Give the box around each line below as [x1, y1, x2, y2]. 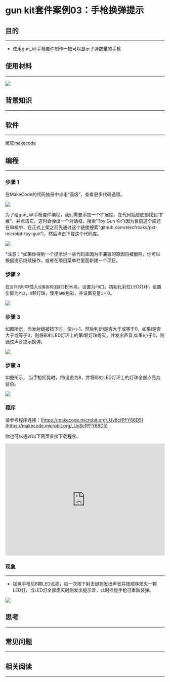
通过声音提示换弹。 [5, 339, 46, 345]
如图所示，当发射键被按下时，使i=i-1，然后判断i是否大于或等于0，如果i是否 [5, 326, 161, 332]
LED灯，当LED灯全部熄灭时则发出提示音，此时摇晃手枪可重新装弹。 [12, 587, 154, 593]
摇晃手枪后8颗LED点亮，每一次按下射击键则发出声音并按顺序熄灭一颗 [12, 580, 157, 587]
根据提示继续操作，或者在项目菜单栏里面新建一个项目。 [5, 257, 120, 263]
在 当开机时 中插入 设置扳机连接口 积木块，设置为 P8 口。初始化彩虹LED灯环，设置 [5, 283, 162, 289]
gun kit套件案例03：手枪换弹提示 [5, 5, 144, 16]
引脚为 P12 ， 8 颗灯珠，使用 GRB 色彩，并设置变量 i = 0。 [5, 290, 115, 296]
